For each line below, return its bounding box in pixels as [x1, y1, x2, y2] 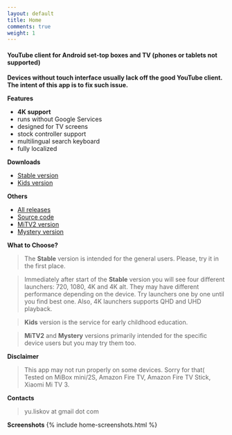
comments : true [7, 23, 51, 30]
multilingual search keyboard [17, 137, 100, 145]
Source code [17, 213, 54, 222]
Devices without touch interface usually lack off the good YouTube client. [7, 73, 223, 82]
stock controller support [17, 130, 87, 139]
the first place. [24, 262, 66, 270]
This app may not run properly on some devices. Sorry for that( [24, 366, 205, 374]
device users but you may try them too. [24, 339, 136, 347]
